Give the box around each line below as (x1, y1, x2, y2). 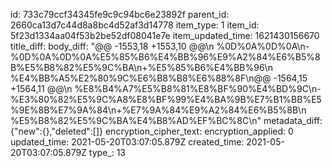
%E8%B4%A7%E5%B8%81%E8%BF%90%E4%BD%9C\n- (74, 83, 322, 94)
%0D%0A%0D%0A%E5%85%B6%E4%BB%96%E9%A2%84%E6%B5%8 (10, 51, 321, 63)
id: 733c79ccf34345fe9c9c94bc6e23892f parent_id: (10, 9, 230, 20)
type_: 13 (88, 147, 126, 158)
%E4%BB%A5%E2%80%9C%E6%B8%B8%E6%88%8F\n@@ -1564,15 (10, 72, 308, 84)
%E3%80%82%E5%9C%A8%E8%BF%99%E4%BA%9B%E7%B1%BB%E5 (10, 94, 322, 105)
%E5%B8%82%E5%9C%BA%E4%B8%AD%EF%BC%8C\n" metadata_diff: (10, 115, 323, 126)
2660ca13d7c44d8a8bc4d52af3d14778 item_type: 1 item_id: (10, 19, 260, 31)
